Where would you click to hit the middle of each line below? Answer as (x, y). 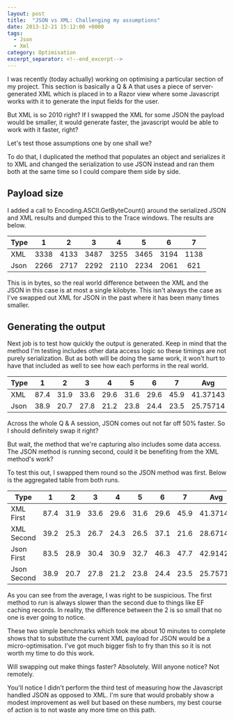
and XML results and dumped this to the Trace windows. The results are (111, 218)
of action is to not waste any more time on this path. (82, 710)
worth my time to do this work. (51, 653)
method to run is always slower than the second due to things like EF (106, 603)
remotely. (21, 674)
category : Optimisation (42, 53)
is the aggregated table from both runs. (63, 480)
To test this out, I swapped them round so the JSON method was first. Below (117, 473)
